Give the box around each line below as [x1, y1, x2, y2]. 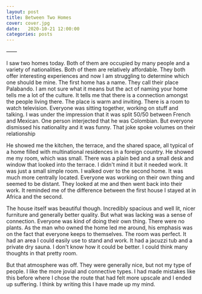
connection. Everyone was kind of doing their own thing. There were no [6, 218, 185, 225]
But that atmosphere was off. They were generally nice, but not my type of [6, 261, 192, 269]
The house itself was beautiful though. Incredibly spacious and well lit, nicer [6, 205, 196, 212]
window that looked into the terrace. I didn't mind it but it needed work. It [6, 161, 188, 168]
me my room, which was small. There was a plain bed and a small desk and [6, 155, 194, 162]
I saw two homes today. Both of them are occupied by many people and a [6, 60, 190, 67]
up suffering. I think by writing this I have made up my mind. [6, 281, 155, 288]
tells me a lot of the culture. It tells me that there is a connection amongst [6, 92, 189, 99]
